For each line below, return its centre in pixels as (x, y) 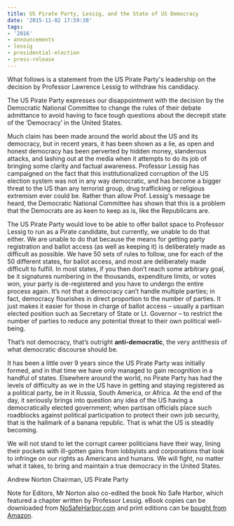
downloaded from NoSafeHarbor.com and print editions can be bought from (117, 508)
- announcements (31, 40)
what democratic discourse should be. (63, 349)
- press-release (31, 60)
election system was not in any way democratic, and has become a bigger (115, 181)
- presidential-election (43, 53)
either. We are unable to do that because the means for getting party (106, 239)
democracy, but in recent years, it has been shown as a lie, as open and (111, 144)
